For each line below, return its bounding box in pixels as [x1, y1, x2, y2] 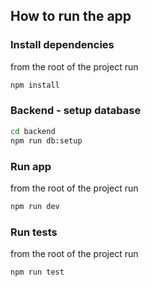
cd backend [10, 126, 56, 136]
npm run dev [10, 201, 60, 211]
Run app [10, 159, 52, 173]
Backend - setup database [10, 104, 142, 118]
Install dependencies [10, 38, 115, 52]
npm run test [10, 267, 65, 278]
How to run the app [10, 8, 132, 25]
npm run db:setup [10, 135, 83, 146]
